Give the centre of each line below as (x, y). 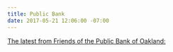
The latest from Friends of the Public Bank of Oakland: (86, 41)
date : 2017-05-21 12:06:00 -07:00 (58, 21)
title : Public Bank (36, 14)
